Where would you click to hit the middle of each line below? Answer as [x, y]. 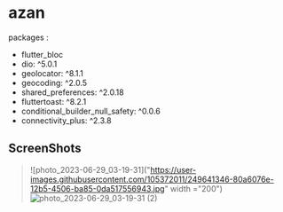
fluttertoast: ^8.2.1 [54, 101]
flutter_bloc [42, 54]
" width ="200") [194, 188]
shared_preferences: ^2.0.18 [73, 92]
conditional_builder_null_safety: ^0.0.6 [90, 111]
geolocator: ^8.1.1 [52, 73]
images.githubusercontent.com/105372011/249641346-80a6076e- [152, 179]
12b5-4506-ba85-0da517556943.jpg [97, 188]
